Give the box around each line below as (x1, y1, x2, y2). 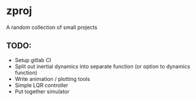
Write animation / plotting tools (14, 75, 90, 82)
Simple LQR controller (14, 82, 68, 89)
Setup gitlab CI (14, 56, 52, 63)
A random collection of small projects (6, 24, 98, 31)
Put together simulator (14, 87, 70, 95)
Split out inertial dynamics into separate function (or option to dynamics (14, 63, 191, 70)
